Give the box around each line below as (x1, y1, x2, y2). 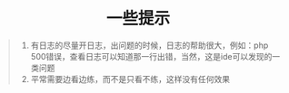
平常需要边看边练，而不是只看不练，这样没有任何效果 (30, 73, 231, 84)
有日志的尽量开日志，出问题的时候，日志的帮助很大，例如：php (30, 40, 269, 51)
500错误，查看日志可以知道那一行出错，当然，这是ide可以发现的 (30, 51, 273, 61)
